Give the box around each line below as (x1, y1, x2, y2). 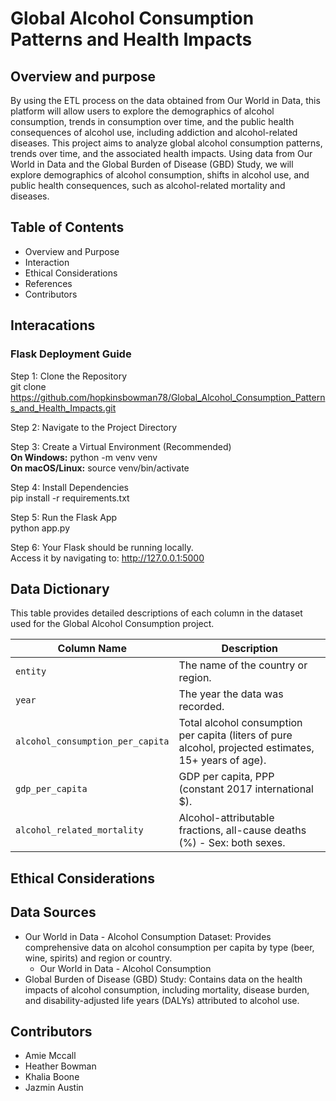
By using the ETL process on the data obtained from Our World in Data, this (10, 95, 321, 106)
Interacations (10, 317, 96, 334)
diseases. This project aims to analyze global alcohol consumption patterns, (10, 137, 323, 149)
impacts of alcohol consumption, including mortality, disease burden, (24, 983, 310, 996)
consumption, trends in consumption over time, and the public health (10, 116, 295, 127)
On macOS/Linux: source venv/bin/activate (10, 462, 190, 474)
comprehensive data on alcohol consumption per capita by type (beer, (24, 941, 315, 953)
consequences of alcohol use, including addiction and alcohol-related (10, 127, 298, 138)
